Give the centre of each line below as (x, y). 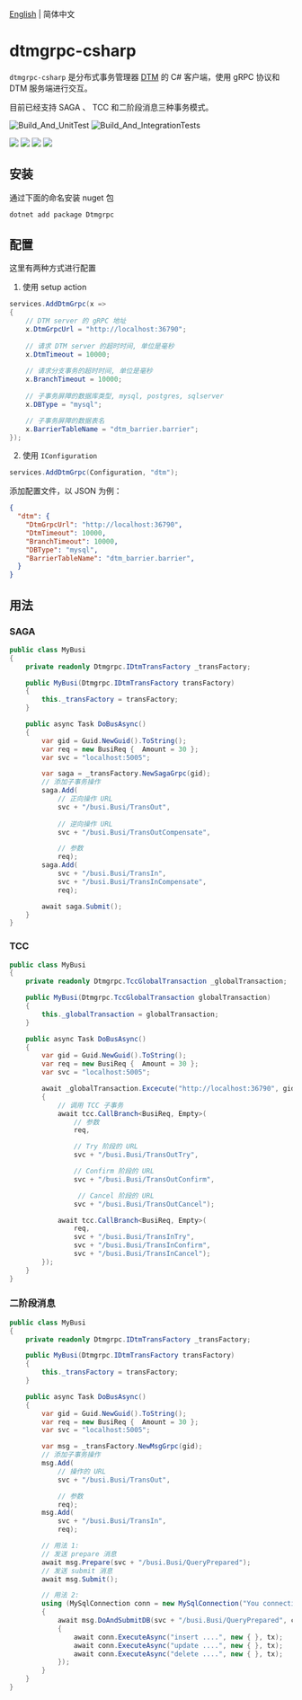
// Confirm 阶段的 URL (114, 1172)
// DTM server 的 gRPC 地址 (76, 321)
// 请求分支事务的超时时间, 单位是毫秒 (89, 371)
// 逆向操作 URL (85, 824)
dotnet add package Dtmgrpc (62, 215)
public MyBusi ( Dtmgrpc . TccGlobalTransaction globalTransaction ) (148, 998)
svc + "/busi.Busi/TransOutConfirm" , (144, 1179)
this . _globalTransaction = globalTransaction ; (130, 1014)
